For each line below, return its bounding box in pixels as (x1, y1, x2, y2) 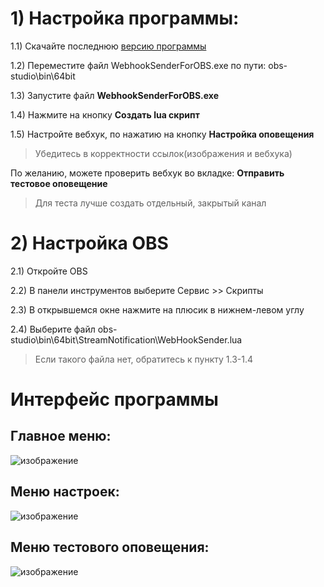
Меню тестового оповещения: (10, 539, 210, 556)
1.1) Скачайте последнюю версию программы (10, 40, 207, 52)
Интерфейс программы (10, 388, 219, 411)
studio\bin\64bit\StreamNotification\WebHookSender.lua (10, 333, 243, 346)
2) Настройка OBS (10, 232, 169, 255)
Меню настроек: (10, 483, 120, 501)
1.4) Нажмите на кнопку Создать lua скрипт (10, 108, 200, 121)
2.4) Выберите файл (10, 323, 96, 335)
